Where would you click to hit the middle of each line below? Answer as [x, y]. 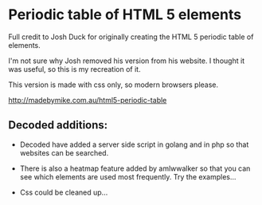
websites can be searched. [64, 152]
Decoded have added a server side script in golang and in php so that [134, 144]
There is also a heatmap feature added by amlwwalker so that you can [135, 168]
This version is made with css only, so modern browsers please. [113, 85]
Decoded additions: [58, 125]
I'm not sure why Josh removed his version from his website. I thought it [127, 61]
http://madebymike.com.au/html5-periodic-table [88, 100]
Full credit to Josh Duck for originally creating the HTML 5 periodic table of [131, 37]
